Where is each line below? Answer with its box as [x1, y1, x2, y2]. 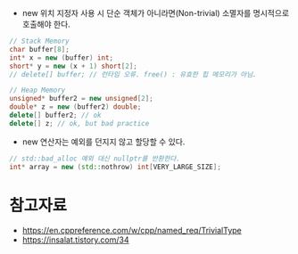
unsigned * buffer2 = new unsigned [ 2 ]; [9, 94, 153, 103]
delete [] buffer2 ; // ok [9, 111, 102, 119]
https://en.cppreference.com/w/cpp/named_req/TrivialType [21, 225, 243, 236]
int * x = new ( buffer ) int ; [9, 53, 114, 62]
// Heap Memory [9, 86, 66, 95]
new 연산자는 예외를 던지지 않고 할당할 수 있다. [21, 136, 186, 147]
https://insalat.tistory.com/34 [21, 234, 129, 245]
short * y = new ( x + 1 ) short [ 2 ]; [9, 61, 138, 70]
